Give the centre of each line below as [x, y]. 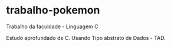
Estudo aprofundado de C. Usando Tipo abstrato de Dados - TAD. [86, 38]
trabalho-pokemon [53, 10]
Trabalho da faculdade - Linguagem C [52, 26]
